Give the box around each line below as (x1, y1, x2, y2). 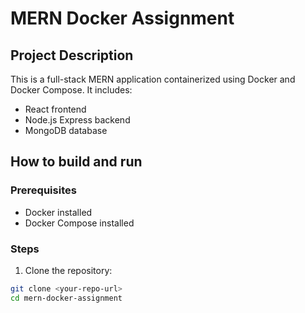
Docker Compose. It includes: (10, 84, 133, 96)
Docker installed (24, 206, 93, 218)
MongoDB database (24, 125, 108, 136)
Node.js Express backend (24, 114, 131, 126)
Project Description (10, 47, 134, 64)
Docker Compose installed (24, 217, 135, 229)
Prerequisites (10, 183, 77, 197)
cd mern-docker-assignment (10, 293, 123, 303)
